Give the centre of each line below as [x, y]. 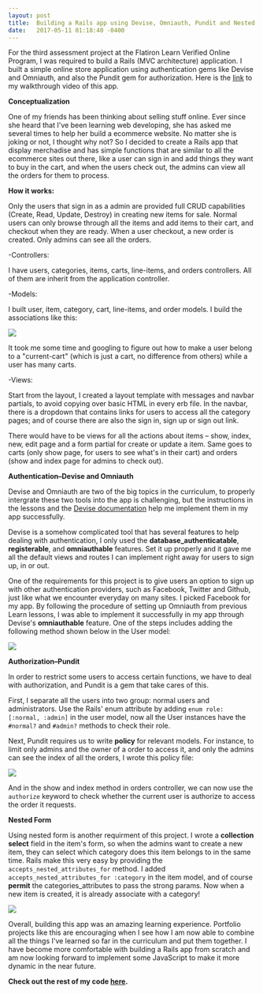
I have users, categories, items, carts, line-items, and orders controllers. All [130, 270]
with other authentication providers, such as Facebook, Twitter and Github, [130, 589]
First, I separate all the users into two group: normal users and [109, 701]
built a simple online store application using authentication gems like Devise [131, 70]
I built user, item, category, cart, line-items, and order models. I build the [125, 310]
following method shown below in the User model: [89, 631]
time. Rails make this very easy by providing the [85, 860]
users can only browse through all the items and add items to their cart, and [131, 223]
